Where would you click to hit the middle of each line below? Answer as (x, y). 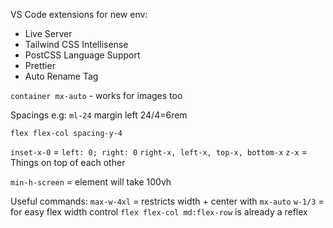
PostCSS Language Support (82, 55)
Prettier (40, 65)
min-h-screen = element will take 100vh (91, 182)
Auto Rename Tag (61, 76)
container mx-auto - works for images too (96, 95)
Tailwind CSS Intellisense (76, 44)
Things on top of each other (68, 162)
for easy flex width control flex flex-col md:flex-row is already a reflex (159, 212)
